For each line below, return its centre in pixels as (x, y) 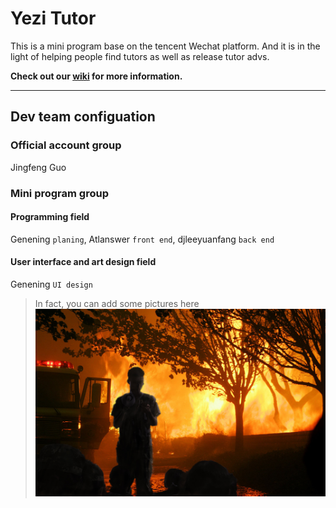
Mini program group (59, 193)
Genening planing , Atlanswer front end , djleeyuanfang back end (142, 239)
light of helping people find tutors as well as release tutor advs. (140, 56)
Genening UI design (51, 284)
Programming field (50, 217)
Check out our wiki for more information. (96, 76)
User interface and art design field (83, 262)
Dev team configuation (83, 117)
